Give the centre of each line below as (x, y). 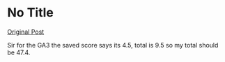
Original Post (26, 32)
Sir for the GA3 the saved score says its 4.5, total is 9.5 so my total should (113, 45)
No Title (31, 13)
